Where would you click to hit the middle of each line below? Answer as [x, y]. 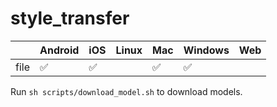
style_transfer [70, 18]
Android [59, 50]
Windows [206, 50]
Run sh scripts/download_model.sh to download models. [126, 91]
